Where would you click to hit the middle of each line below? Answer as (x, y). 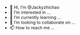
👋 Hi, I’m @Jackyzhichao (34, 7)
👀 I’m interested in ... (30, 12)
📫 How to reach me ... (32, 28)
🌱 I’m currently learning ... (35, 17)
